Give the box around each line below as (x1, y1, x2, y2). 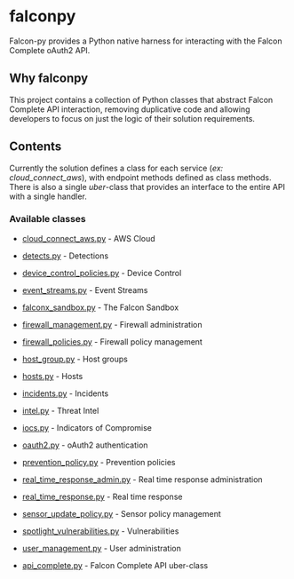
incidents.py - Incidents (21, 388, 109, 399)
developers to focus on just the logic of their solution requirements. (9, 113, 256, 123)
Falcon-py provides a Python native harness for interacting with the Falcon (9, 36, 282, 46)
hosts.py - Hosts (21, 370, 83, 381)
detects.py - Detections (21, 250, 109, 261)
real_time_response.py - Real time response (21, 491, 183, 502)
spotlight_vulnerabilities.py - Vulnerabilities (21, 526, 179, 536)
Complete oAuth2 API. (9, 44, 91, 55)
